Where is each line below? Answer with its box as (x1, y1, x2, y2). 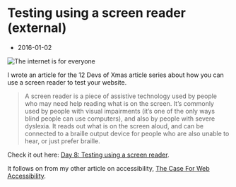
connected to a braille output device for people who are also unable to (24, 129, 230, 138)
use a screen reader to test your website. (7, 78, 127, 86)
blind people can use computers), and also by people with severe (24, 114, 216, 123)
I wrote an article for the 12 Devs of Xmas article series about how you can (7, 71, 224, 79)
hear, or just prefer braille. (24, 136, 100, 145)
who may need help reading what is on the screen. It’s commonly (24, 99, 214, 107)
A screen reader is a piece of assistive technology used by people (24, 92, 218, 100)
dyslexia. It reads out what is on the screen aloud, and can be (24, 121, 203, 130)
